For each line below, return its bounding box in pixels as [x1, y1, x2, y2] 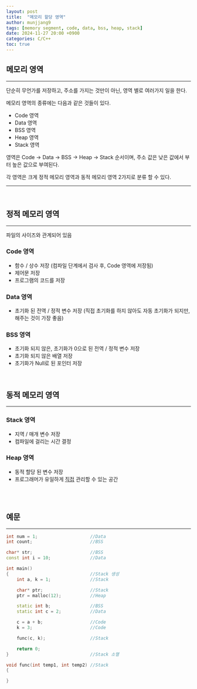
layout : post [6, 8, 38, 15]
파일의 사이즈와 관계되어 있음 [6, 231, 72, 238]
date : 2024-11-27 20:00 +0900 [6, 31, 80, 36]
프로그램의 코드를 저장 [14, 277, 66, 284]
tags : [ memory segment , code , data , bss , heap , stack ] [6, 25, 143, 31]
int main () [6, 566, 33, 572]
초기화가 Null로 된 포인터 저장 [14, 359, 82, 367]
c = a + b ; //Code [16, 619, 107, 626]
